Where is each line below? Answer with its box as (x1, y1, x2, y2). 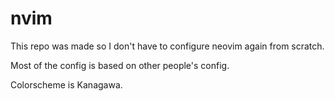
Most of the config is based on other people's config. (10, 59, 230, 71)
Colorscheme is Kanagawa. (10, 78, 123, 91)
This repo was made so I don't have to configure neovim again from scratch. (10, 40, 325, 52)
